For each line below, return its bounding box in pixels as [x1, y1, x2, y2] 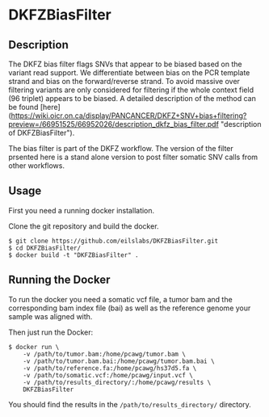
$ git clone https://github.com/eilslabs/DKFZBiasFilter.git [8, 237, 219, 245]
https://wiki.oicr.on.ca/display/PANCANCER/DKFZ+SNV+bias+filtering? [11, 111, 247, 120]
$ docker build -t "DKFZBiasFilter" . [8, 251, 139, 259]
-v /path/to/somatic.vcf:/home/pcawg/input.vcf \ [23, 371, 194, 379]
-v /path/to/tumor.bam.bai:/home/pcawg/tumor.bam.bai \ [23, 357, 216, 365]
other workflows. [8, 161, 65, 171]
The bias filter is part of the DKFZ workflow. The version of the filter [8, 144, 234, 153]
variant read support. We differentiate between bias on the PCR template [8, 68, 250, 78]
